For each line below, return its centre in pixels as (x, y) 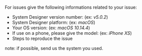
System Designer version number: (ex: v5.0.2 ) (60, 17)
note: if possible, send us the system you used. (54, 48)
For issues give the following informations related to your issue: (71, 7)
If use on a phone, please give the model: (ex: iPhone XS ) (72, 33)
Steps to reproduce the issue (42, 38)
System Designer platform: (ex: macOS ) (54, 22)
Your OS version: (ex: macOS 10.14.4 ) (51, 28)
